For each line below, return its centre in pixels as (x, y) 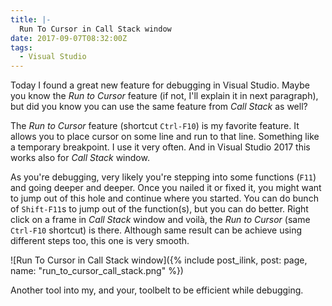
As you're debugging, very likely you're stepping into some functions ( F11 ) (163, 177)
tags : (21, 47)
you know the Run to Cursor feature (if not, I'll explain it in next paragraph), (164, 96)
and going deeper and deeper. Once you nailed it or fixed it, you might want (166, 188)
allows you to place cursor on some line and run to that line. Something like (165, 137)
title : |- (31, 19)
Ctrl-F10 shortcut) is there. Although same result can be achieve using (156, 230)
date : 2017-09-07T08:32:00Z (69, 38)
